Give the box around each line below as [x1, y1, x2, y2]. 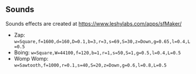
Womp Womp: [13, 55, 49, 62]
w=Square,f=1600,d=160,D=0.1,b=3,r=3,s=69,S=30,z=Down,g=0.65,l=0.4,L [13, 38, 191, 44]
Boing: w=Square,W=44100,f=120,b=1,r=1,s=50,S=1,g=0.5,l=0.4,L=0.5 [13, 49, 181, 56]
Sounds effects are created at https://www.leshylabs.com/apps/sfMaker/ [5, 20, 182, 27]
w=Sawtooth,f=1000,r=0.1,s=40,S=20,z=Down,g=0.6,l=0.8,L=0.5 [13, 62, 167, 68]
